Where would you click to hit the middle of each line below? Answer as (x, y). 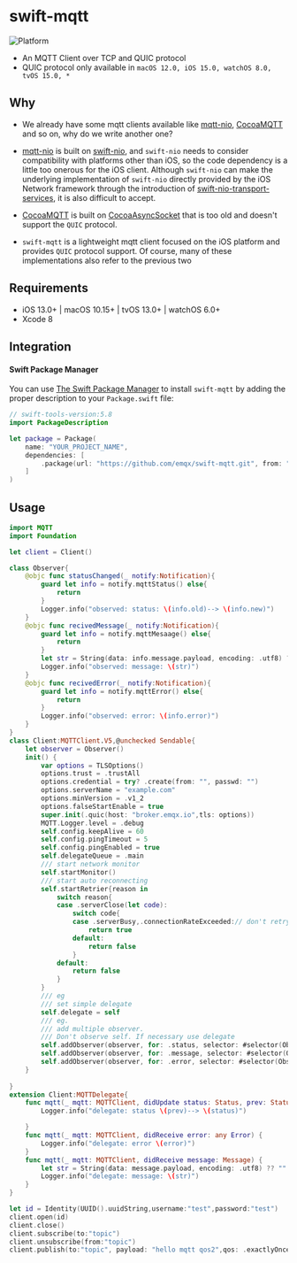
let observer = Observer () (75, 749)
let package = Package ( (53, 439)
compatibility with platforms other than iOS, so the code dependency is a (155, 160)
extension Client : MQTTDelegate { (69, 1095)
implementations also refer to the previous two (107, 260)
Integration (41, 347)
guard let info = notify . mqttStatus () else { (124, 585)
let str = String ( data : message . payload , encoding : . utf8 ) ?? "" (164, 1168)
